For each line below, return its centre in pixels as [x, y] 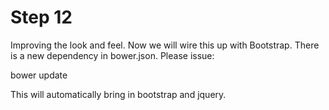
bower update [39, 75]
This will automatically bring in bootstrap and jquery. [118, 94]
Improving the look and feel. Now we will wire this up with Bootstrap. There [165, 45]
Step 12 [41, 17]
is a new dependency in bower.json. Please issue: [112, 55]
